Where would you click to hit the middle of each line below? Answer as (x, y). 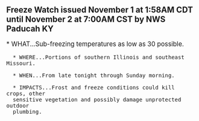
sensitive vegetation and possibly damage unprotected (97, 100)
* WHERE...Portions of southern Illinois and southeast (99, 57)
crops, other (26, 93)
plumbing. (27, 112)
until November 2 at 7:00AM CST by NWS (86, 20)
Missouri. (21, 63)
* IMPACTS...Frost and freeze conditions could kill (94, 87)
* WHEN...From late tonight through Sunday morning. (94, 75)
